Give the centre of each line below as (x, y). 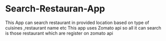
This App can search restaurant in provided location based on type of (77, 22)
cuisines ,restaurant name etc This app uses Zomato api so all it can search (83, 27)
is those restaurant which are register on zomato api (59, 33)
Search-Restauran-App (55, 9)
